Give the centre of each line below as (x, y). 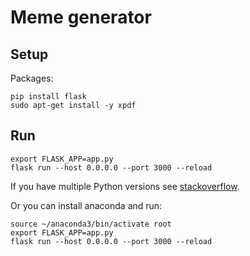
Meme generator (81, 17)
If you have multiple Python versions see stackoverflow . (125, 186)
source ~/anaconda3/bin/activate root (91, 224)
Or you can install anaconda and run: (86, 205)
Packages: (32, 78)
